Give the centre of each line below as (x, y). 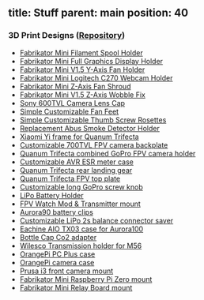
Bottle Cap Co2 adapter (58, 237)
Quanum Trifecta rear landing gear (76, 170)
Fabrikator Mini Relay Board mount (76, 287)
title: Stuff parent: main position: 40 (98, 13)
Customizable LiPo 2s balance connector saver (96, 220)
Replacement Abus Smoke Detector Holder (90, 128)
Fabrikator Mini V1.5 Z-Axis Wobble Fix (83, 95)
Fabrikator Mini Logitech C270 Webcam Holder (96, 77)
